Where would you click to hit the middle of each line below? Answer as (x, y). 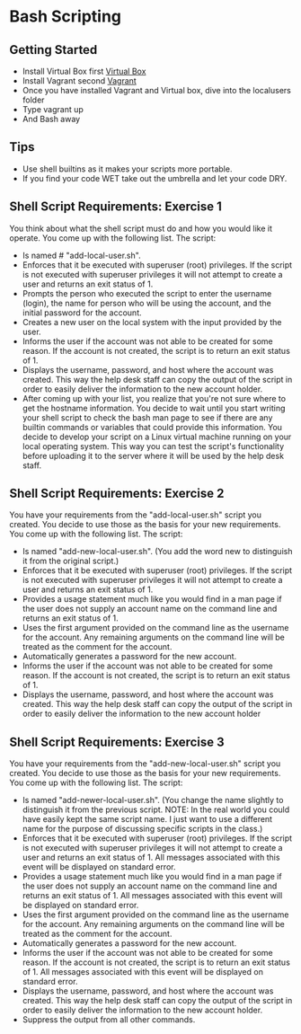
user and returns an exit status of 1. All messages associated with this (151, 857)
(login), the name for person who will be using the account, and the (146, 303)
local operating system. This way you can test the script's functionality (153, 446)
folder (33, 100)
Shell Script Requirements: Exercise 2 (117, 494)
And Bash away (51, 119)
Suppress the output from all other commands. (109, 1020)
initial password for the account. (82, 313)
